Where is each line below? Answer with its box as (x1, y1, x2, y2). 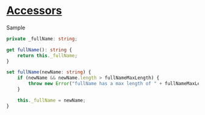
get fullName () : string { (6, 46, 72, 53)
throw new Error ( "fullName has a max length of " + (28, 81, 163, 87)
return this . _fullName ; (17, 53, 78, 59)
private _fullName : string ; (6, 35, 78, 42)
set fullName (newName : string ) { (6, 69, 92, 75)
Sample (6, 24, 26, 31)
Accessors (6, 4, 62, 18)
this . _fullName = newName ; (17, 97, 86, 103)
